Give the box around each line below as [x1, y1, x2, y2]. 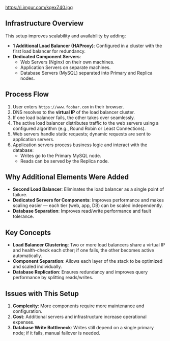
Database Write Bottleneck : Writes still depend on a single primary [12, 325, 154, 331]
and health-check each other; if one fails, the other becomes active [12, 247, 154, 254]
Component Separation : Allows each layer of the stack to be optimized [12, 258, 163, 264]
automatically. [12, 253, 42, 259]
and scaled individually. [12, 263, 62, 270]
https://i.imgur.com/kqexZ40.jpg [5, 5, 73, 10]
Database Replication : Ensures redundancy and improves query [12, 269, 148, 275]
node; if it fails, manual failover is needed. [12, 330, 100, 336]
